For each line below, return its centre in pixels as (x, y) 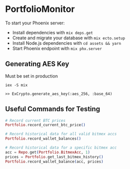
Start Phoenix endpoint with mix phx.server (57, 48)
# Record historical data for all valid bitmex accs (61, 134)
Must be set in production (32, 76)
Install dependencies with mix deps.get (53, 32)
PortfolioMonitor (40, 9)
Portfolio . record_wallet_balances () (43, 139)
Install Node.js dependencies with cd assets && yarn (66, 43)
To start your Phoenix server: (35, 23)
